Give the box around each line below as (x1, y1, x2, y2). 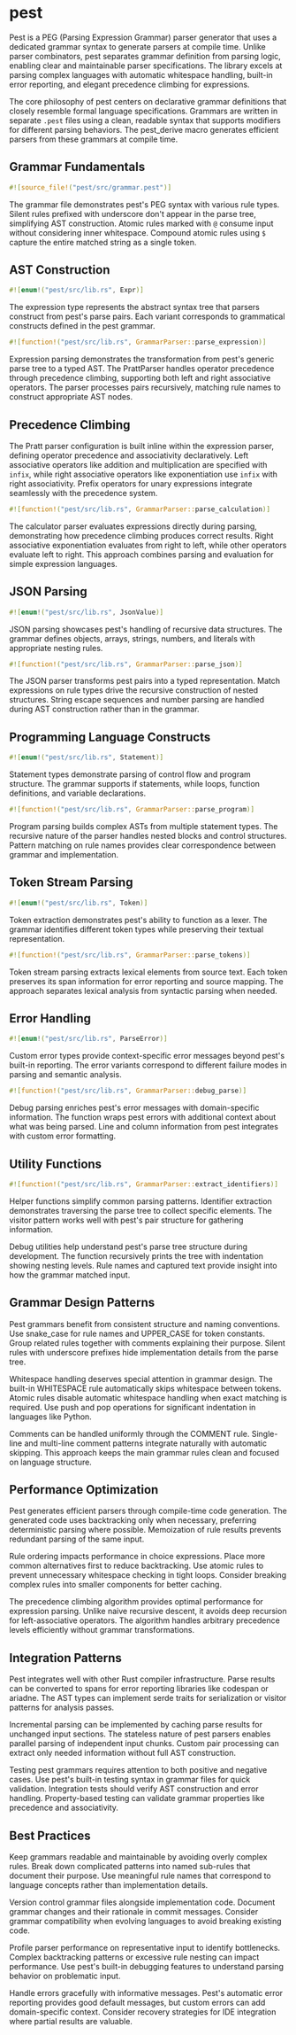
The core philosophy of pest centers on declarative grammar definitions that (9, 96, 287, 106)
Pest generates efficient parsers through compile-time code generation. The (9, 1505, 287, 1517)
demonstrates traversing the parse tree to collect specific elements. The (9, 1205, 272, 1216)
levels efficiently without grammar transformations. (9, 1625, 195, 1635)
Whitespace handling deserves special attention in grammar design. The (9, 1373, 273, 1384)
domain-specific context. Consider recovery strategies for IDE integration (9, 2007, 277, 2017)
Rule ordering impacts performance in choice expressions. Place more (9, 1551, 266, 1562)
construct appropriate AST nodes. (9, 392, 133, 402)
